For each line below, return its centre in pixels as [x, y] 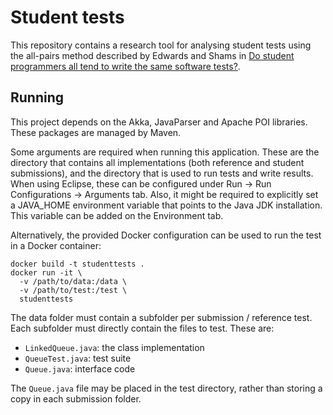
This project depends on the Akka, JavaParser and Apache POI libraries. [159, 122]
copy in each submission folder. [76, 398]
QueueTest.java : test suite [78, 358]
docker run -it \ [46, 272]
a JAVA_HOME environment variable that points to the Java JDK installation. [166, 205]
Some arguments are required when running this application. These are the [165, 152]
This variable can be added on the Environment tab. [117, 215]
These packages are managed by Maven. [96, 132]
